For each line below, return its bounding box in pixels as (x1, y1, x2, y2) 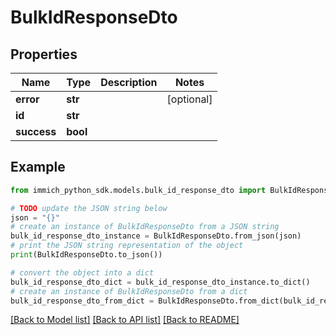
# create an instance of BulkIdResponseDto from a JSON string (10, 222, 280, 232)
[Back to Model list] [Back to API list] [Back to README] (10, 314, 240, 326)
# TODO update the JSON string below (10, 203, 168, 213)
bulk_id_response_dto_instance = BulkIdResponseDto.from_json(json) (10, 231, 302, 241)
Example (10, 159, 66, 176)
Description (100, 76, 158, 89)
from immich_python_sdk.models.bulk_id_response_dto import (10, 185, 267, 195)
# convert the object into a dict (10, 267, 155, 278)
